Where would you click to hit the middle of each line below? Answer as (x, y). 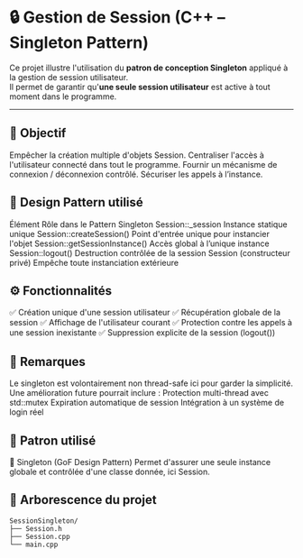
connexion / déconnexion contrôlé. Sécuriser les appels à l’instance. (136, 174)
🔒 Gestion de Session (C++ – (117, 18)
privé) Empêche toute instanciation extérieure (94, 262)
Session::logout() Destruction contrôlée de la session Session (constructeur (150, 252)
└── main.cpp (34, 544)
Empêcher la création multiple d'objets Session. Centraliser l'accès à (137, 155)
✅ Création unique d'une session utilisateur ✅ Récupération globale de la (145, 313)
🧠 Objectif (38, 133)
